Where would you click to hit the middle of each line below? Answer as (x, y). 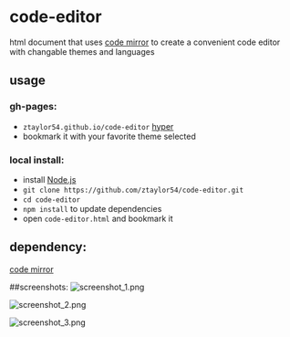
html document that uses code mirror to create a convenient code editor (145, 42)
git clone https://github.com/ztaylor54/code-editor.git (133, 190)
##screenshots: (39, 287)
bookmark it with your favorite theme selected (109, 136)
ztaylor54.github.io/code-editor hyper (98, 126)
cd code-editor (52, 200)
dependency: (48, 247)
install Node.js (49, 179)
